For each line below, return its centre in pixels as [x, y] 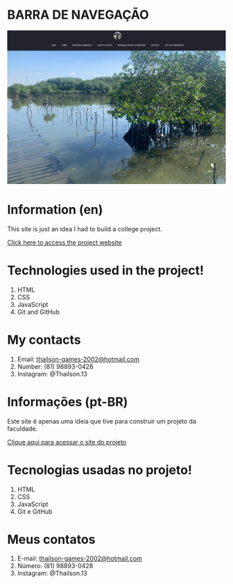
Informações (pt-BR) [68, 402]
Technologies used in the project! [106, 270]
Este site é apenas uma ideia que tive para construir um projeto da [102, 421]
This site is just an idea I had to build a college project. [85, 228]
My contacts [44, 340]
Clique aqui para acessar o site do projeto [67, 442]
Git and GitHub [38, 312]
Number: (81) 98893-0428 [55, 366]
